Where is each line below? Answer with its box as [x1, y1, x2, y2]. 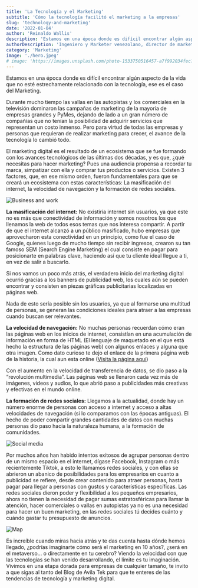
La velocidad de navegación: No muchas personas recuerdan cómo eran [6, 324, 184, 331]
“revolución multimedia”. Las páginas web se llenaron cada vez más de [6, 373, 179, 380]
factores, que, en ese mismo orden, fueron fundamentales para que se [6, 173, 178, 180]
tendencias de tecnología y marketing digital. [6, 574, 115, 582]
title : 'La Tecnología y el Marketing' [6, 8, 104, 15]
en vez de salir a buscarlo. [6, 258, 70, 265]
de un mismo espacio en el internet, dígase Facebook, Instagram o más [6, 457, 180, 464]
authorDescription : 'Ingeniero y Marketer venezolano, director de [6, 42, 176, 48]
